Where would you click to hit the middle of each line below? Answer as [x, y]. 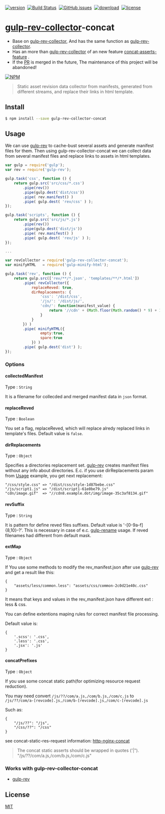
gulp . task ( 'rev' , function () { [38, 274]
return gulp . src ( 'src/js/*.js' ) [47, 220]
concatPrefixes [21, 661]
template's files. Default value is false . [44, 434]
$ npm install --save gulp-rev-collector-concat [56, 118]
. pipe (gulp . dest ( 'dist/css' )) [54, 192]
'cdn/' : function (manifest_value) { [78, 306]
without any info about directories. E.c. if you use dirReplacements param [79, 471]
